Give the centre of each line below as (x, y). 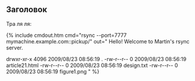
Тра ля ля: (19, 23)
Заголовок (27, 10)
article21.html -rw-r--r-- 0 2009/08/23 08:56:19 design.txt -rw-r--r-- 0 (92, 65)
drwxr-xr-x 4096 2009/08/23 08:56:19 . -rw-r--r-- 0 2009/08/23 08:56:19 (96, 59)
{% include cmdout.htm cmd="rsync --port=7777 (66, 35)
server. (15, 48)
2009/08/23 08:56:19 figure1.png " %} (53, 71)
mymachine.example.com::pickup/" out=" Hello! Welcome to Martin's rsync (98, 41)
